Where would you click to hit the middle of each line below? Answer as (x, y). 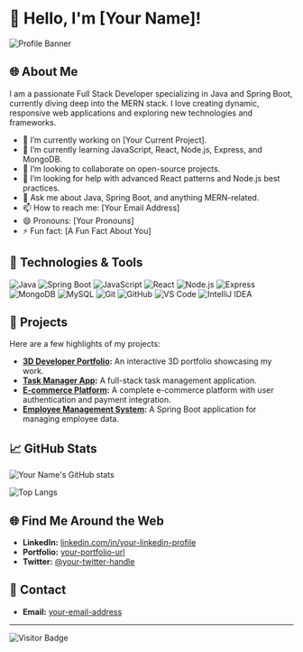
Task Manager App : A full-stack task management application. (139, 381)
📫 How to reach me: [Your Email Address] (101, 208)
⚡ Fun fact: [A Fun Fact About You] (87, 230)
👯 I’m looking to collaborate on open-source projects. (121, 168)
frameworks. (33, 122)
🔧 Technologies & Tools (76, 262)
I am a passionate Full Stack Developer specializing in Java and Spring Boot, (151, 93)
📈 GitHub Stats (53, 448)
